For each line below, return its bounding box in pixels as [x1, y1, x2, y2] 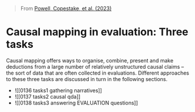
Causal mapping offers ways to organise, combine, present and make [6, 57, 174, 64]
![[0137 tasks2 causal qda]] [14, 93, 81, 100]
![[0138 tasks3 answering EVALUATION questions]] [14, 99, 138, 106]
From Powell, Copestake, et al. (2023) [20, 5, 112, 12]
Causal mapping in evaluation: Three [6, 26, 189, 38]
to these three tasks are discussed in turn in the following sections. [6, 75, 168, 82]
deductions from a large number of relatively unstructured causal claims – [6, 63, 184, 70]
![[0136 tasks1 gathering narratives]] [14, 87, 102, 94]
